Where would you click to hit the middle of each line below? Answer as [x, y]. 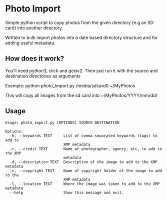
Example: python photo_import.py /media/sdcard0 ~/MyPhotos [70, 85]
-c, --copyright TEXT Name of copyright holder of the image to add [86, 170]
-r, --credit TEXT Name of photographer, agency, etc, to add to [86, 149]
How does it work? [35, 59]
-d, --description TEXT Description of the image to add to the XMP [83, 162]
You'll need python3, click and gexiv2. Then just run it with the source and [81, 70]
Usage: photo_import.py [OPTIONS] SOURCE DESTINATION [62, 122]
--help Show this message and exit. [67, 192]
